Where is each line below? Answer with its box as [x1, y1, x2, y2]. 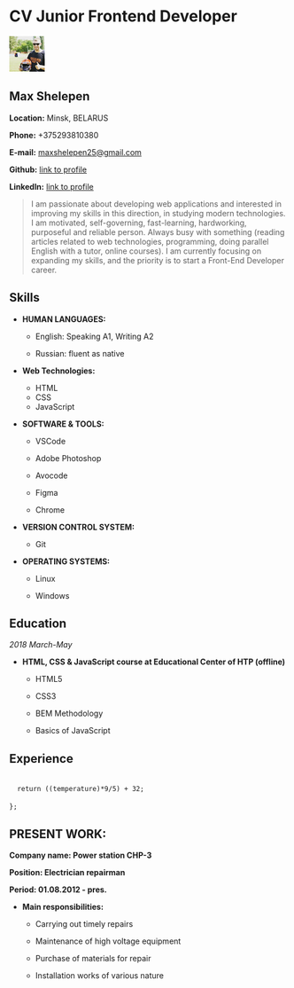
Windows [35, 590, 70, 600]
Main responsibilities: [21, 902, 104, 912]
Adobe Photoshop [35, 452, 102, 463]
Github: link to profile [9, 164, 87, 175]
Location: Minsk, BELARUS [9, 113, 109, 123]
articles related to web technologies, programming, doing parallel [30, 236, 269, 247]
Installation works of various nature [35, 970, 165, 981]
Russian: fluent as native [35, 348, 126, 358]
